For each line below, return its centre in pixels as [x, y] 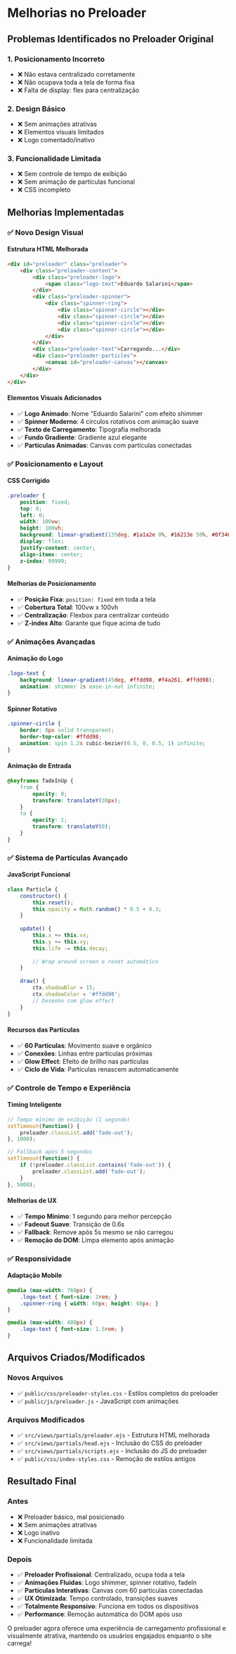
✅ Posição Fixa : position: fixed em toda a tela [86, 599]
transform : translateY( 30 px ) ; [77, 801]
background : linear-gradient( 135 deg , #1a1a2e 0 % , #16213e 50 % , [114, 535]
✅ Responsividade [39, 1258]
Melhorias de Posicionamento [52, 584]
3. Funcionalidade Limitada [54, 158]
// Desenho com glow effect [73, 1001]
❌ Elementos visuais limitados [61, 132]
